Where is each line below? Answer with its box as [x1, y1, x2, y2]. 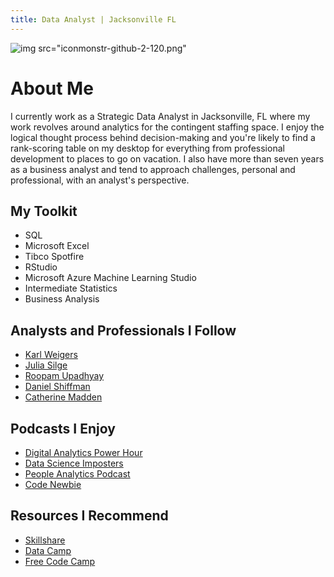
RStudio [24, 261, 58, 273]
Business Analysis [24, 293, 100, 305]
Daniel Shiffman [24, 381, 91, 393]
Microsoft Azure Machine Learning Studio [24, 272, 197, 284]
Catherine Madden [24, 391, 103, 403]
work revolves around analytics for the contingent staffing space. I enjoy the [10, 121, 325, 133]
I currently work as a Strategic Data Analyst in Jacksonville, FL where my [10, 110, 311, 122]
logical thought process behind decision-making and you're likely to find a [10, 131, 316, 143]
